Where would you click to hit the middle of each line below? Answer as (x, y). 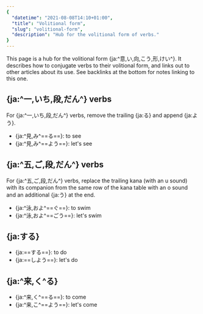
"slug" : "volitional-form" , (48, 29)
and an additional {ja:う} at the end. (51, 195)
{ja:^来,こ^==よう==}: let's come (56, 305)
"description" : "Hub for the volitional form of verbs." (86, 35)
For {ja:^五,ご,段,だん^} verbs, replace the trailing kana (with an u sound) (97, 181)
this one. (17, 78)
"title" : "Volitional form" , (49, 23)
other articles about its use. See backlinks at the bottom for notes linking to (101, 72)
